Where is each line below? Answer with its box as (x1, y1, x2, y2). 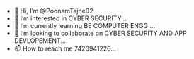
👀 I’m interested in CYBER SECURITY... (13, 14, 127, 22)
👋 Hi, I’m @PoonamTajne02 (13, 7, 93, 15)
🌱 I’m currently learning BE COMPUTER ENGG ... (13, 22, 156, 29)
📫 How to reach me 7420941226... (13, 44, 117, 53)
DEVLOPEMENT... (13, 37, 66, 45)
